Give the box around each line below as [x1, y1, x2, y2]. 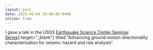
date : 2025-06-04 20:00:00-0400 [5, 12, 71, 17]
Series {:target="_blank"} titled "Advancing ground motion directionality [5, 34, 148, 40]
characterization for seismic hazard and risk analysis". [5, 40, 114, 46]
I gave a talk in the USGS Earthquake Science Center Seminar [5, 30, 129, 35]
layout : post [5, 7, 32, 12]
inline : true [5, 16, 32, 21]
